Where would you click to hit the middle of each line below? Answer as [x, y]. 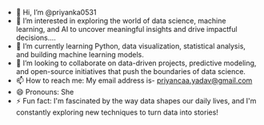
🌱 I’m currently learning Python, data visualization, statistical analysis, [131, 46]
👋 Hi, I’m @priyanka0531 [56, 12]
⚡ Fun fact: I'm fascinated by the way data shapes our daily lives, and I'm [136, 101]
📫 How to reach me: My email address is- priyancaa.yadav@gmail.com [134, 80]
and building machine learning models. [80, 55]
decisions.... [36, 37]
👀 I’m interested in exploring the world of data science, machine [121, 21]
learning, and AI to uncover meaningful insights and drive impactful [126, 29]
